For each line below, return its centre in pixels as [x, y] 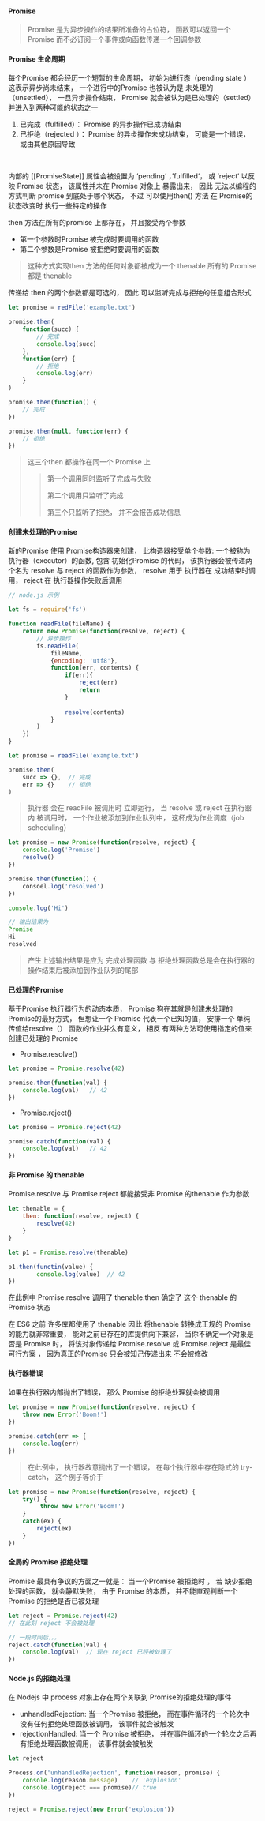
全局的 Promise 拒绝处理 [48, 1562]
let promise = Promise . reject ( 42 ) [65, 1127]
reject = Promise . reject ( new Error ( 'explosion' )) [91, 1809]
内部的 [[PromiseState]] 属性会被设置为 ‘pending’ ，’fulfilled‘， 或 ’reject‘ [124, 176]
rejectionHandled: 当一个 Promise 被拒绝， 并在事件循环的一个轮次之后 [134, 1734]
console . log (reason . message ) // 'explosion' [102, 1781]
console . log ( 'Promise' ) [62, 850]
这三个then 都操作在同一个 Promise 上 [89, 462]
